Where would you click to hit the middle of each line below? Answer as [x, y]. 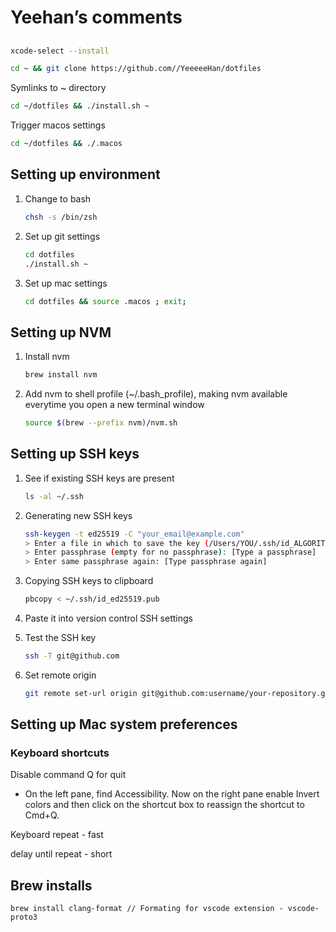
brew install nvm [61, 375]
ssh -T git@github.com [72, 656]
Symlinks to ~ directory [58, 88]
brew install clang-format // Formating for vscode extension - [147, 909]
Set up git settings [62, 236]
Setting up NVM [61, 332]
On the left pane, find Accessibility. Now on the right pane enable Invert [172, 794]
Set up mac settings [66, 283]
